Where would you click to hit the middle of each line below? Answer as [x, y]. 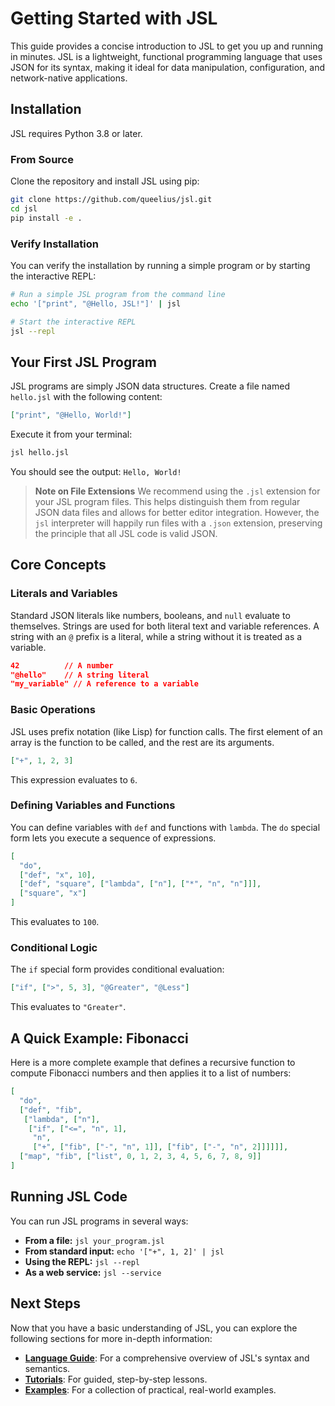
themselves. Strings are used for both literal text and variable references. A [165, 626]
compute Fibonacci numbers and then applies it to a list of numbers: [151, 1073]
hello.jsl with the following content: [86, 397]
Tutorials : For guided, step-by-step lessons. [116, 1379]
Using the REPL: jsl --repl [82, 1261]
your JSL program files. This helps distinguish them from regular [167, 502]
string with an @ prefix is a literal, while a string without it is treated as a [156, 636]
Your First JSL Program [83, 362]
